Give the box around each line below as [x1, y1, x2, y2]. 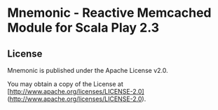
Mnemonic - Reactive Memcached [7, 5, 212, 21]
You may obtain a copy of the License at [7, 80, 124, 88]
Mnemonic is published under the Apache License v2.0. [7, 67, 168, 74]
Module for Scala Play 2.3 [7, 20, 160, 36]
